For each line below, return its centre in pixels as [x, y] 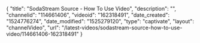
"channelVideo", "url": [34, 27]
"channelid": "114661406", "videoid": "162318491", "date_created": [88, 15]
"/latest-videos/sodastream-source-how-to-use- [122, 27]
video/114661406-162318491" [43, 34]
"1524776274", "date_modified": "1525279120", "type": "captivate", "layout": [100, 21]
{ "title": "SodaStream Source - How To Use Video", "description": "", [91, 9]
